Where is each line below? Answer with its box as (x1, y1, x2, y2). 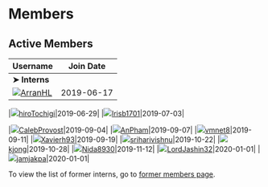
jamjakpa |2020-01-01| (16, 154, 90, 163)
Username (12, 61, 54, 71)
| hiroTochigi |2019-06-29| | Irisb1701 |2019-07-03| (8, 109, 185, 118)
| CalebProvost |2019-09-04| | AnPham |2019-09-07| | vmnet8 (8, 125, 231, 135)
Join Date (68, 61, 106, 71)
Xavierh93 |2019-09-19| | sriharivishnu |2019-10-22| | (40, 135, 221, 144)
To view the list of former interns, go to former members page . (8, 169, 216, 179)
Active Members (8, 37, 93, 51)
